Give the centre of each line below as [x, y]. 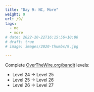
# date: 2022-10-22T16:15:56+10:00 [42, 38]
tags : [11, 23]
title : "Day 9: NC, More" [32, 10]
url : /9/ [14, 19]
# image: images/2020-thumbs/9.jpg [42, 46]
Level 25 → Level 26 [33, 80]
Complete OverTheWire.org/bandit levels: [47, 65]
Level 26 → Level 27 [33, 85]
